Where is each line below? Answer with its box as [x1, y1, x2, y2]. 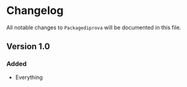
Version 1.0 [6, 41, 50, 52]
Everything [15, 74, 43, 81]
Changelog [6, 4, 64, 18]
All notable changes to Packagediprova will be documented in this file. [6, 24, 181, 31]
